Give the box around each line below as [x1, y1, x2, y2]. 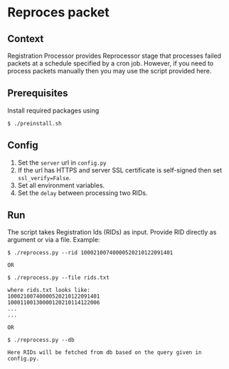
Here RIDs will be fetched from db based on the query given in [7, 349, 202, 356]
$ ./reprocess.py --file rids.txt [7, 274, 110, 281]
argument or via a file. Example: [7, 236, 100, 244]
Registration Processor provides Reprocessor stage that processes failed [7, 51, 222, 60]
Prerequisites [7, 87, 68, 100]
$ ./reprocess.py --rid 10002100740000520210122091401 [7, 249, 174, 256]
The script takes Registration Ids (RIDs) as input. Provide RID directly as [7, 228, 217, 237]
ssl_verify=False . [17, 173, 71, 182]
